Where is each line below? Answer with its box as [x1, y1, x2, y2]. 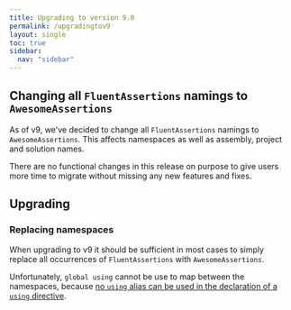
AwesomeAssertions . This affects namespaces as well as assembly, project [9, 133, 282, 144]
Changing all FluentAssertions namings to [9, 88, 249, 104]
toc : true [9, 38, 47, 48]
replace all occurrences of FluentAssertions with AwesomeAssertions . [9, 253, 265, 264]
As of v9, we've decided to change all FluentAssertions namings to [9, 123, 259, 135]
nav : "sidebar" [17, 55, 75, 64]
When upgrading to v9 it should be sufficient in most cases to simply [9, 244, 264, 255]
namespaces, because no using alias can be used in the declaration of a [9, 280, 277, 291]
